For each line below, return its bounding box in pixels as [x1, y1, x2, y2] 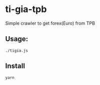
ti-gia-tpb [5, 4, 47, 15]
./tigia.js [5, 48, 28, 53]
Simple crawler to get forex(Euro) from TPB [5, 20, 95, 26]
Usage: [5, 35, 29, 43]
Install [5, 62, 25, 70]
